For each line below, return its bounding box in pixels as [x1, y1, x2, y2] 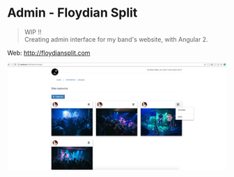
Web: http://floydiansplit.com [7, 49, 91, 57]
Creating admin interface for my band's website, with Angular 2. [24, 35, 208, 43]
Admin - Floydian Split [7, 5, 138, 21]
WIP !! [24, 28, 42, 36]
